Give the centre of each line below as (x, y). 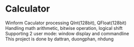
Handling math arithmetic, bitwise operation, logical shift (64, 28)
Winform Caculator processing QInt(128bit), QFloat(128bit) (66, 23)
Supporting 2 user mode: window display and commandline (67, 33)
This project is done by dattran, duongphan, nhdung (59, 39)
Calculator (28, 9)
